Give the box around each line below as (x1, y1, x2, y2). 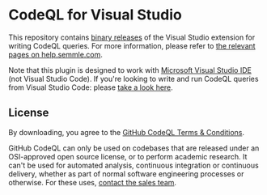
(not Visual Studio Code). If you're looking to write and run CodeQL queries (8, 74, 259, 83)
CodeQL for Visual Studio (8, 6, 182, 24)
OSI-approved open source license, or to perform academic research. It (8, 151, 248, 161)
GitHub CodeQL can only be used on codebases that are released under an (8, 143, 260, 153)
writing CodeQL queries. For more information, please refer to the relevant (8, 40, 256, 50)
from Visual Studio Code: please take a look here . (8, 83, 174, 92)
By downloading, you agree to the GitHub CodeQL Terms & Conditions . (8, 127, 245, 137)
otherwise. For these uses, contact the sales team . (8, 177, 176, 187)
